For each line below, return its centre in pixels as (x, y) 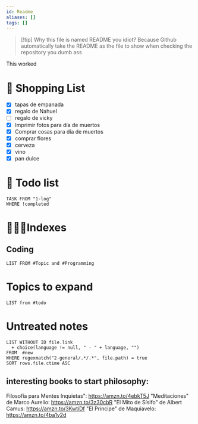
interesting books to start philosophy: (78, 381)
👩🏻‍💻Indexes (37, 228)
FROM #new (20, 352)
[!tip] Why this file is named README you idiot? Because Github (99, 40)
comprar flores (33, 138)
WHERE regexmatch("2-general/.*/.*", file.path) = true (77, 358)
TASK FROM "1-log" (29, 199)
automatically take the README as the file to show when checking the (106, 46)
